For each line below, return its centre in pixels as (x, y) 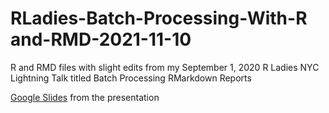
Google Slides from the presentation (85, 97)
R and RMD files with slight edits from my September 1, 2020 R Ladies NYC (165, 67)
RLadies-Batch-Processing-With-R (159, 18)
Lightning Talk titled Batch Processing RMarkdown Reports (131, 78)
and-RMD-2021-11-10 (101, 39)
